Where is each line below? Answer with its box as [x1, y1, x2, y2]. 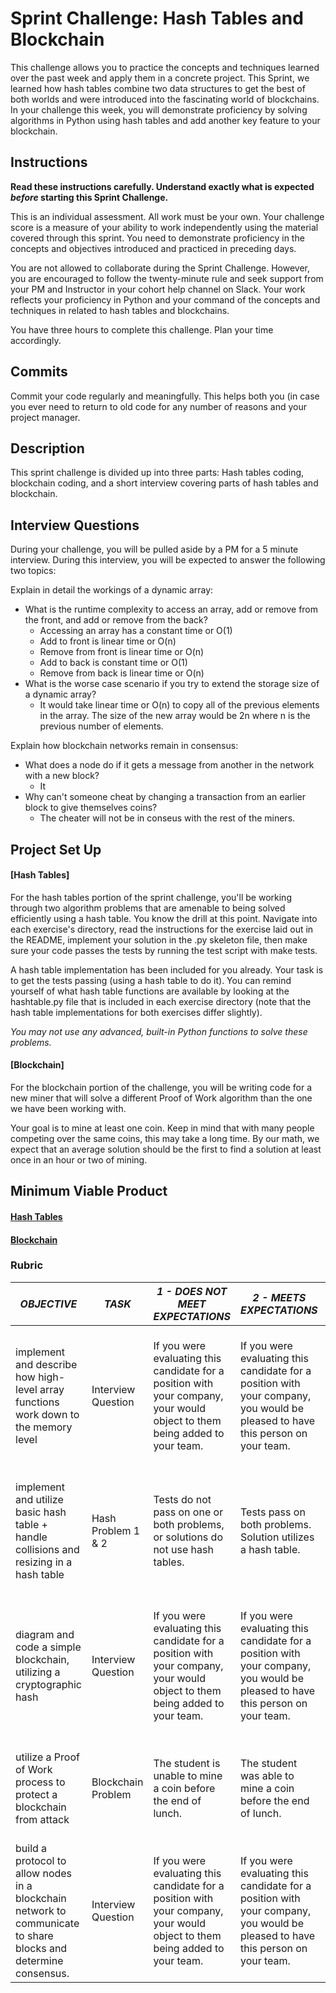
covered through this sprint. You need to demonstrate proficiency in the [10, 232, 305, 244]
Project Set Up [10, 841, 102, 858]
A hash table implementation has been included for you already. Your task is [10, 963, 324, 976]
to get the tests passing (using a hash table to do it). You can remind [10, 974, 292, 986]
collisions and [15, 1542, 80, 1556]
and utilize [15, 1492, 64, 1506]
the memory [15, 1420, 73, 1434]
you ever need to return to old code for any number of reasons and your [10, 400, 307, 412]
